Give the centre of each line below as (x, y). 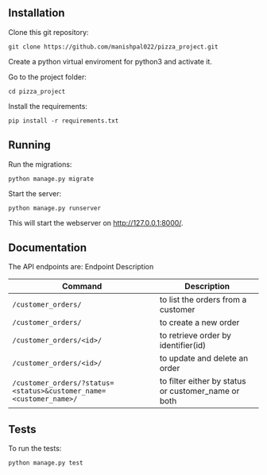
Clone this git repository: (48, 32)
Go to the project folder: (48, 77)
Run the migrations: (40, 164)
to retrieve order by (195, 335)
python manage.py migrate (51, 179)
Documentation (48, 248)
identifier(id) (183, 346)
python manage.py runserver (55, 208)
